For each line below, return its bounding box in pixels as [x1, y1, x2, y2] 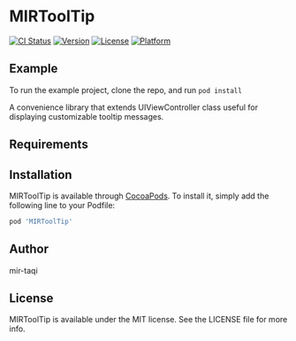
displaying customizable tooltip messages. [9, 111, 164, 121]
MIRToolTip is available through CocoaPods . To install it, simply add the [9, 190, 269, 201]
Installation [9, 167, 72, 182]
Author [9, 242, 49, 257]
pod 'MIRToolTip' [9, 217, 73, 226]
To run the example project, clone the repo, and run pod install [9, 84, 243, 95]
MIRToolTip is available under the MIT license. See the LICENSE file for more [9, 314, 288, 325]
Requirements [9, 137, 88, 152]
